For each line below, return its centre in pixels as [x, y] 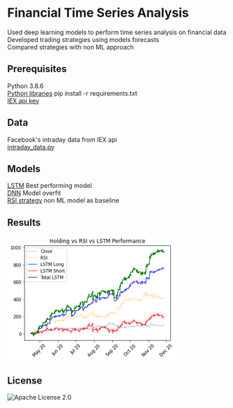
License [25, 380]
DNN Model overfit [34, 193]
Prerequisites [37, 69]
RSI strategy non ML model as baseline [63, 201]
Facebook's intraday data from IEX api [62, 139]
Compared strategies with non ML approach [71, 47]
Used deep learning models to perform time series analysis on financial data [117, 32]
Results [24, 223]
